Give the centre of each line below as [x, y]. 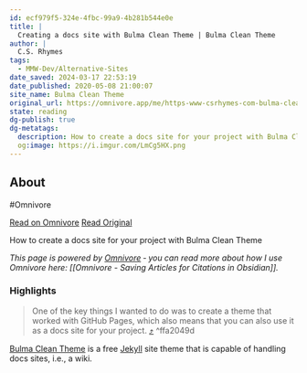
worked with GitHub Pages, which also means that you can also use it [163, 320]
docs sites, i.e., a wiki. [51, 358]
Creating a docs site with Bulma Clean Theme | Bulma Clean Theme [147, 35]
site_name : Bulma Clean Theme [67, 94]
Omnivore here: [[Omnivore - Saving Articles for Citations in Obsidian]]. [144, 267]
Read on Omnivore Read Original [71, 222]
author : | [28, 43]
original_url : [37, 103]
